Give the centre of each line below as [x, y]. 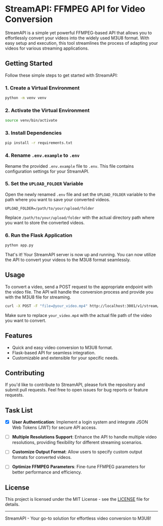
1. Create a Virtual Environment [42, 88]
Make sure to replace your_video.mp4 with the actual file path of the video [78, 315]
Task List [19, 410]
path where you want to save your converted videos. [58, 199]
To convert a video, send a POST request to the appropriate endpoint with [79, 287]
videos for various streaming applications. [47, 48]
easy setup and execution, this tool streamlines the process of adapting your [81, 43]
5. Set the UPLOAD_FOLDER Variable [44, 184]
